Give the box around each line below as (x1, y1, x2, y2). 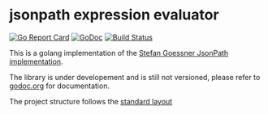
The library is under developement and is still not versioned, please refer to (9, 72, 261, 82)
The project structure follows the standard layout (9, 96, 173, 106)
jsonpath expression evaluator (9, 6, 219, 24)
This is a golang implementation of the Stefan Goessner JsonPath (9, 48, 229, 57)
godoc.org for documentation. (9, 81, 110, 91)
